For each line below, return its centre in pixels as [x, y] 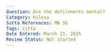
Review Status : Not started [41, 39]
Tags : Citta [21, 28]
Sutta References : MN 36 [37, 23]
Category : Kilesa [28, 17]
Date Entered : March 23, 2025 [44, 34]
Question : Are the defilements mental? [56, 12]
